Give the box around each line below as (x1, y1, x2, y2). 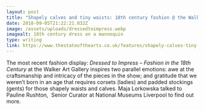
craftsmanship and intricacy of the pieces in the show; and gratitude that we (6, 72, 197, 79)
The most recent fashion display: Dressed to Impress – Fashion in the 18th (6, 59, 191, 66)
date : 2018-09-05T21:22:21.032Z (6, 20, 88, 26)
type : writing (6, 37, 42, 43)
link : (6, 43, 20, 49)
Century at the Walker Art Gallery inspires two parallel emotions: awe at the (6, 65, 194, 73)
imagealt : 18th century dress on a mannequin (6, 31, 123, 37)
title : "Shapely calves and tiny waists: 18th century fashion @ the (6, 15, 186, 21)
